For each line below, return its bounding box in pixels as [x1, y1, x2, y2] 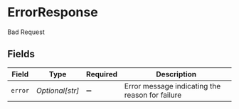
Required [86, 69, 118, 79]
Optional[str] [36, 86, 80, 96]
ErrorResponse [7, 4, 98, 21]
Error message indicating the [124, 81, 221, 91]
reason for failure [124, 90, 182, 100]
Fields [7, 48, 36, 60]
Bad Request [7, 28, 45, 36]
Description [156, 69, 197, 79]
